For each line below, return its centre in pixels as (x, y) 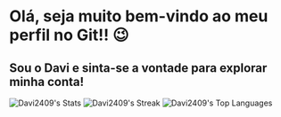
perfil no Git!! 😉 (69, 35)
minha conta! (47, 82)
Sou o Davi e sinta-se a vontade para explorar (138, 68)
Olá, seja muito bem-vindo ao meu (139, 16)
